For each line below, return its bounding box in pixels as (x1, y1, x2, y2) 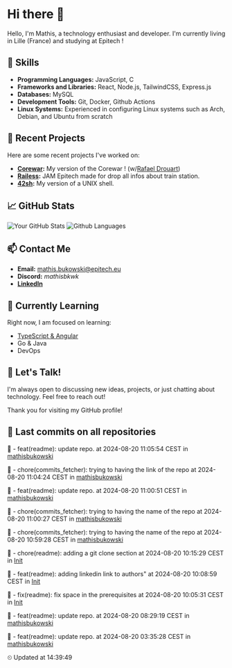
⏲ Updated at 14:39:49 (7, 653, 73, 661)
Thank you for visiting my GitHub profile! (7, 406, 123, 414)
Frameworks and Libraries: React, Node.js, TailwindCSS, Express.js (17, 83, 212, 91)
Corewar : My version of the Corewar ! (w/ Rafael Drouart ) (17, 164, 181, 172)
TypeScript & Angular (17, 332, 78, 340)
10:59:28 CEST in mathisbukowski (26, 535, 123, 544)
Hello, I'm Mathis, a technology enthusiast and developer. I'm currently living (7, 29, 226, 38)
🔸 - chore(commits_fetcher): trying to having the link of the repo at (7, 465, 197, 473)
